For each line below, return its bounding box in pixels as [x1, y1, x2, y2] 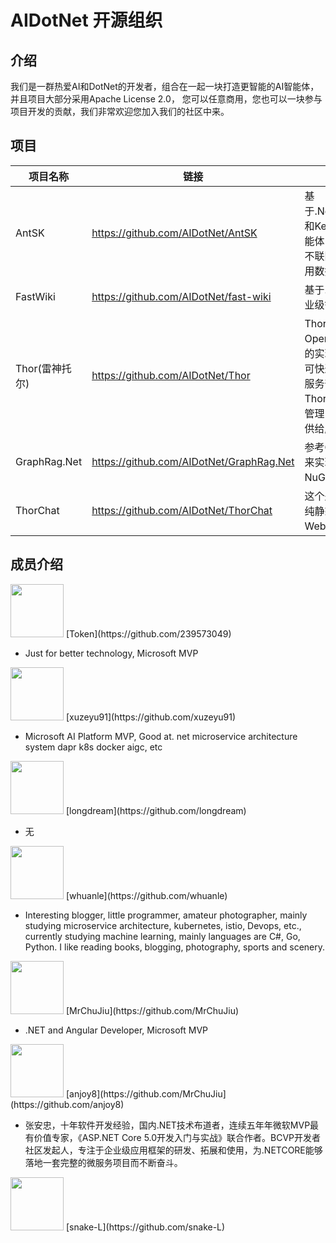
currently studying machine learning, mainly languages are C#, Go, [24, 930, 301, 942]
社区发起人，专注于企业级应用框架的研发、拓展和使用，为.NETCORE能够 [24, 1144, 323, 1156]
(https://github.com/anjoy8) [10, 1098, 125, 1110]
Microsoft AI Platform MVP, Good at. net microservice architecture [24, 730, 298, 742]
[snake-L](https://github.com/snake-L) [65, 1221, 226, 1233]
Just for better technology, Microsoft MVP [24, 647, 199, 659]
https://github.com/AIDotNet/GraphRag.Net [91, 454, 295, 468]
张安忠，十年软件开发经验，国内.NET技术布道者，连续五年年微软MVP [24, 1119, 311, 1131]
